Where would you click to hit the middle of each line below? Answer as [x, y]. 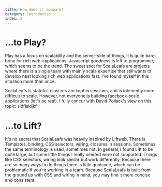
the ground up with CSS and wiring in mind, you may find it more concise [78, 175]
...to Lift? [23, 126]
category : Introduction [29, 14]
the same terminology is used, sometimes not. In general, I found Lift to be [79, 149]
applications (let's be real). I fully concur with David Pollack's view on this [78, 101]
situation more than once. [30, 81]
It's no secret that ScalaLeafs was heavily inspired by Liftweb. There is [75, 139]
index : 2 [14, 18]
